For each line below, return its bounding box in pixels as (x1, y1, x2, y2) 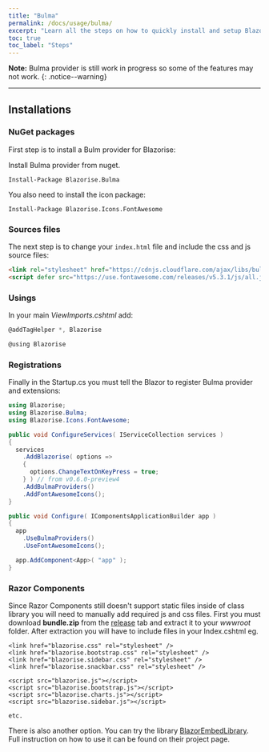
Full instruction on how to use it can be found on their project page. (8, 734, 231, 744)
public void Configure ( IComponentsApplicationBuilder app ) (8, 512, 217, 520)
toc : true (8, 34, 42, 42)
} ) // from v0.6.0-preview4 (22, 475, 120, 484)
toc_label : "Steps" (8, 42, 74, 50)
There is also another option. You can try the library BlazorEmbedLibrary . (8, 726, 250, 735)
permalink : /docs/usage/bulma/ (8, 19, 113, 27)
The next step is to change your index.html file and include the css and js (8, 242, 251, 252)
